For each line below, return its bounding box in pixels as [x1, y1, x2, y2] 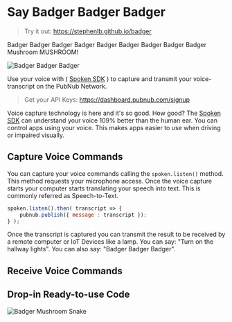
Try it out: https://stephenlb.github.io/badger [24, 27, 152, 35]
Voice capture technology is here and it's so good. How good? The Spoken [7, 109, 222, 117]
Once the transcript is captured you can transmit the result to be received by [7, 230, 226, 239]
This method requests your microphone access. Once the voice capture [7, 177, 213, 185]
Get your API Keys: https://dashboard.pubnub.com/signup [24, 95, 190, 104]
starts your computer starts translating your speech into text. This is [7, 184, 201, 193]
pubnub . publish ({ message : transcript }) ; [19, 211, 148, 218]
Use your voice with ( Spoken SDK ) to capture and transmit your [7, 74, 192, 83]
